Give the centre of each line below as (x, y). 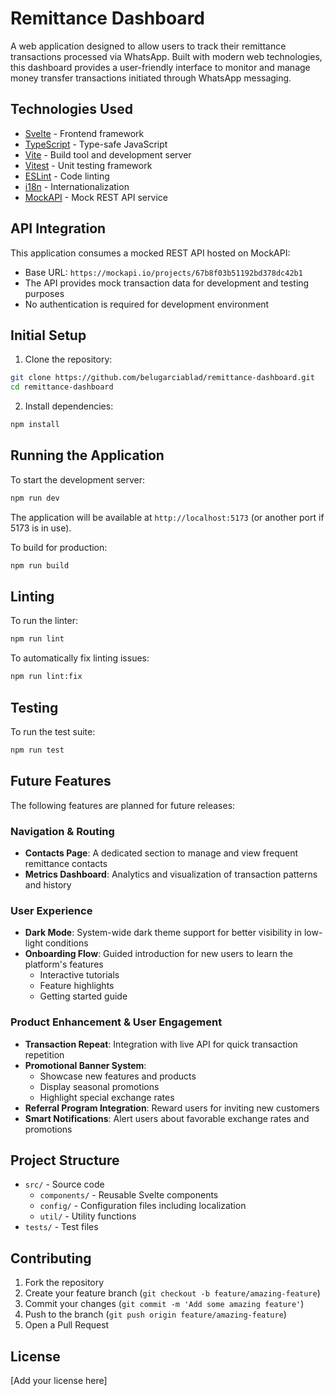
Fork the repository (64, 1283)
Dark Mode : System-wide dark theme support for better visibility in (163, 933)
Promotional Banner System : (85, 1065)
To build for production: (59, 547)
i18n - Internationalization (77, 186)
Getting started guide (83, 996)
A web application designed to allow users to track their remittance (148, 46)
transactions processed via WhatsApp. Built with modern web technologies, (166, 56)
